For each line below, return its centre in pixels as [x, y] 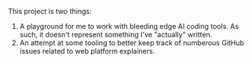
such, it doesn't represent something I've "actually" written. [116, 35]
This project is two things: [50, 11]
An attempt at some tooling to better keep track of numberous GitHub [132, 43]
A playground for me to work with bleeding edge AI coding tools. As [129, 26]
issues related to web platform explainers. [87, 51]
